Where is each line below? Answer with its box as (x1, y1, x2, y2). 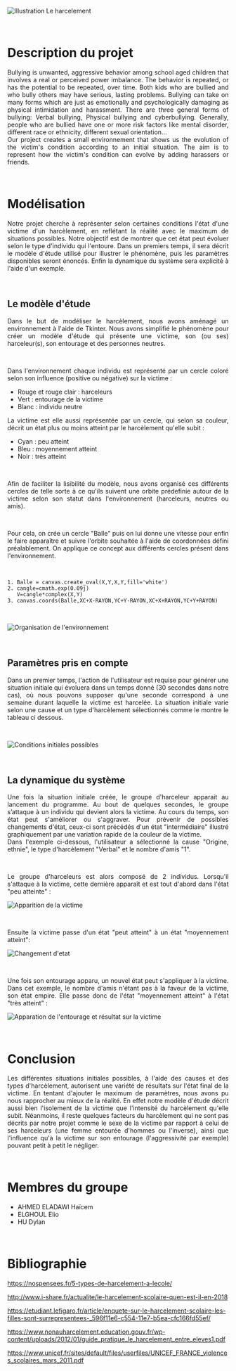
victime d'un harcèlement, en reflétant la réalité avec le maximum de (7, 226, 229, 235)
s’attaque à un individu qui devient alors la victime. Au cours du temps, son (7, 808, 229, 816)
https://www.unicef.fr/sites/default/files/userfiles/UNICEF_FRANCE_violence (7, 1349, 228, 1357)
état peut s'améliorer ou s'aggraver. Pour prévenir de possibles (7, 816, 229, 824)
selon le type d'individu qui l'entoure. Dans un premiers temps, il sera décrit (7, 241, 229, 250)
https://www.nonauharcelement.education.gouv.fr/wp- (7, 1327, 166, 1336)
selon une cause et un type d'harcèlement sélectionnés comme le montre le (7, 705, 229, 714)
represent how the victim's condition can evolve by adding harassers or (7, 150, 229, 158)
